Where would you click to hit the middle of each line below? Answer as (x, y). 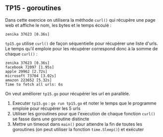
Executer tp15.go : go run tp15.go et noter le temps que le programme (84, 103)
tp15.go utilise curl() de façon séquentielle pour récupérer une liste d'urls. (82, 43)
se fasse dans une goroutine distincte (51, 119)
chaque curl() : (22, 54)
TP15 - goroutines (33, 8)
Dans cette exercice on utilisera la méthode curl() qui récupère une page (80, 20)
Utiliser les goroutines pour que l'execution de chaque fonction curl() (84, 113)
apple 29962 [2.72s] (27, 71)
